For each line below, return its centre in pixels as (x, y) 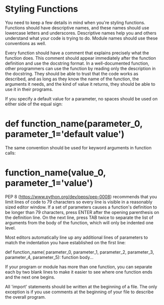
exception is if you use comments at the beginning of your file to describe (80, 292)
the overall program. (25, 297)
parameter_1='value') (49, 183)
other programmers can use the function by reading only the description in (80, 68)
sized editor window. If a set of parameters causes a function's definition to (81, 207)
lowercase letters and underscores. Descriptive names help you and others (81, 33)
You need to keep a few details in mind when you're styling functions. (75, 23)
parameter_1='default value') (65, 134)
